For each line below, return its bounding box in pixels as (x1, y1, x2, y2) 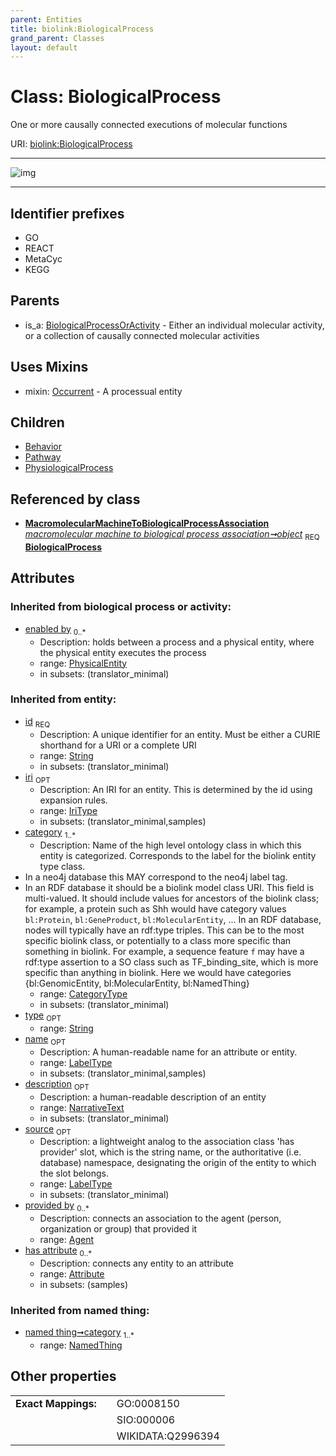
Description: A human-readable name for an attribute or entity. (39, 1046, 298, 1058)
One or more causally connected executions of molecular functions (10, 119, 288, 131)
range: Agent (39, 1234, 94, 1246)
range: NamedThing (39, 1339, 123, 1351)
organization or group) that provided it (39, 1223, 198, 1235)
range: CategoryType (39, 988, 128, 1000)
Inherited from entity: (10, 692, 117, 706)
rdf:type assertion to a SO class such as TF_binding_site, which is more (24, 956, 319, 968)
